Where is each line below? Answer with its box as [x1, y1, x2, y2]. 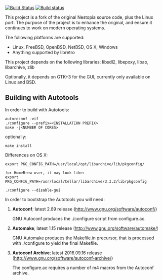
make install [5, 143, 32, 148]
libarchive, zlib [5, 65, 35, 70]
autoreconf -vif [5, 116, 39, 121]
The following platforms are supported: [5, 35, 85, 40]
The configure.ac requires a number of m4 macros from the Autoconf [12, 265, 154, 271]
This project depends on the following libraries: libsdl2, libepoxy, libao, [5, 59, 149, 65]
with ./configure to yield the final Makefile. [12, 240, 99, 246]
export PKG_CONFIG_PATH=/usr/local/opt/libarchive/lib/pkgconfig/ [5, 161, 145, 166]
